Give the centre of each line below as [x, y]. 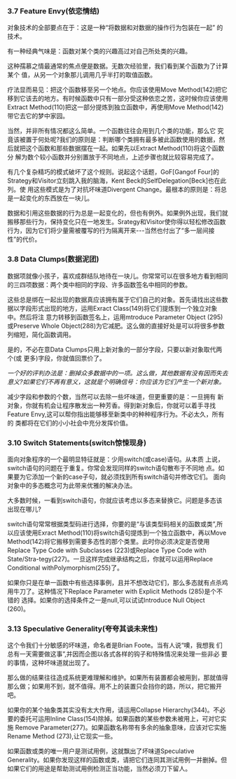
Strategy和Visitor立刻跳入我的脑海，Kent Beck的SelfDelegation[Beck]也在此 [117, 181]
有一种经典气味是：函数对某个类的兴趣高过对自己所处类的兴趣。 [99, 51]
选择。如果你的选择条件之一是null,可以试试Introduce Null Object [113, 600]
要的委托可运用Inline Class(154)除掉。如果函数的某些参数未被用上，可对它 [114, 719]
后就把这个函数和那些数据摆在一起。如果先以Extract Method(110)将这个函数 [116, 148]
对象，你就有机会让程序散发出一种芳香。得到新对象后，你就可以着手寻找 [111, 405]
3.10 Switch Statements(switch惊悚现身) [77, 442]
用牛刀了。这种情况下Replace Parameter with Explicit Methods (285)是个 [112, 591]
